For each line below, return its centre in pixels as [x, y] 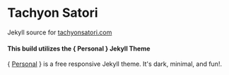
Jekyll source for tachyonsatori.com [60, 32]
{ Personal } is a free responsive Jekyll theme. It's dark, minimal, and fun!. [115, 64]
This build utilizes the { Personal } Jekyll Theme [79, 48]
